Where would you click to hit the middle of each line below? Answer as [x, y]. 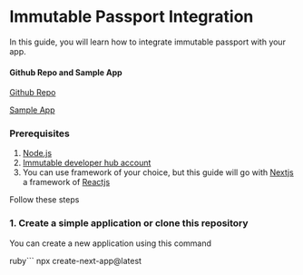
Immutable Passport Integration [132, 17]
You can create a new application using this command [110, 243]
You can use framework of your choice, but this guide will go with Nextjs [158, 172]
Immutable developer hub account [87, 163]
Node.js [37, 153]
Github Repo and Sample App [66, 72]
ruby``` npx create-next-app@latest [76, 260]
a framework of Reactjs [66, 182]
